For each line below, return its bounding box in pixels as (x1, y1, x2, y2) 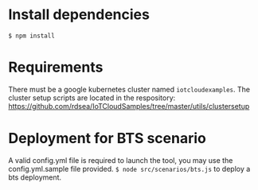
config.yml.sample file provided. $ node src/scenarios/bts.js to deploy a (8, 164, 251, 173)
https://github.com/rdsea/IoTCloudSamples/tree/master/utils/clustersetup (8, 101, 250, 111)
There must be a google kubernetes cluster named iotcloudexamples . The (8, 84, 251, 94)
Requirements (8, 58, 104, 76)
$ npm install (8, 32, 56, 40)
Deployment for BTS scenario (8, 130, 207, 148)
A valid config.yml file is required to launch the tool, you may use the (8, 155, 233, 165)
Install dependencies (8, 6, 150, 24)
